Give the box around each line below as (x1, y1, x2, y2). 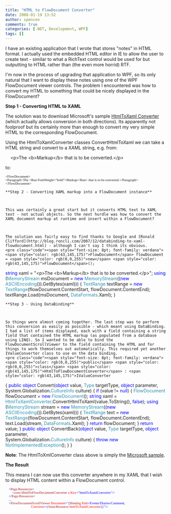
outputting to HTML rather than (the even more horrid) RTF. (5, 62, 131, 68)
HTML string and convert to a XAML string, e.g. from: (5, 145, 118, 151)
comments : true (5, 21, 38, 27)
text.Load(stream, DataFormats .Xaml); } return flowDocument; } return (5, 420, 154, 426)
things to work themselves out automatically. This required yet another (5, 346, 166, 351)
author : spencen (5, 17, 40, 22)
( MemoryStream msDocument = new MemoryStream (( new (5, 276, 130, 281)
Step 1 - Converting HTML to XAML (5, 103, 81, 109)
